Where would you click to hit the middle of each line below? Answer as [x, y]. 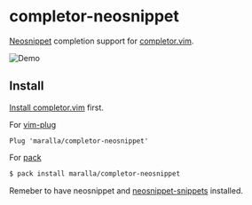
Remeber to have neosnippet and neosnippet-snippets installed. [126, 190]
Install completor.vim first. [57, 107]
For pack [25, 157]
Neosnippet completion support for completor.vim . [102, 41]
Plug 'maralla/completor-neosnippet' [79, 141]
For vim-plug [33, 124]
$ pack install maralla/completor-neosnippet [94, 173]
